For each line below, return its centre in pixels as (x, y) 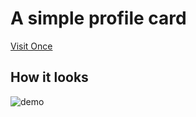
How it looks (49, 77)
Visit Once (31, 46)
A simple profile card (98, 18)
